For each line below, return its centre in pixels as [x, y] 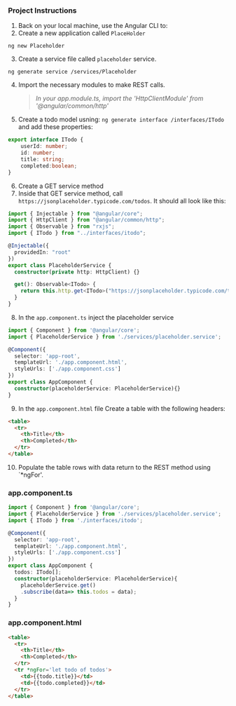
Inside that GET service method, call [70, 193]
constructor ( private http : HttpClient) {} [77, 272]
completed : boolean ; [49, 166]
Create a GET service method [61, 186]
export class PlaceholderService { [60, 265]
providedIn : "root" [43, 252]
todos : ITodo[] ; [38, 572]
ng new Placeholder [36, 46]
